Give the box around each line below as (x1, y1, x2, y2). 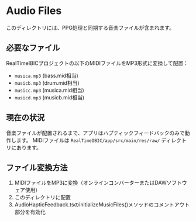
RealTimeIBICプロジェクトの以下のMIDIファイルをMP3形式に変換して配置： (6, 60, 189, 67)
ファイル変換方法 (6, 163, 68, 172)
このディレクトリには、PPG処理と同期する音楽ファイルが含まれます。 (6, 24, 174, 31)
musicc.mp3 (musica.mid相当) (14, 87, 85, 94)
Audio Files (6, 4, 62, 18)
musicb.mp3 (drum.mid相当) (14, 79, 80, 86)
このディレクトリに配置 (14, 194, 71, 201)
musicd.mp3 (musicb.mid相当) (14, 94, 85, 101)
